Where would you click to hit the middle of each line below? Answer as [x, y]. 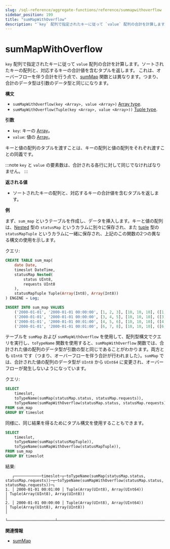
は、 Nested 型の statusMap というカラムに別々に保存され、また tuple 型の [82, 227]
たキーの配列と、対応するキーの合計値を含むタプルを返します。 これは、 [81, 70]
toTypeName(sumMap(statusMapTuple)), [54, 442]
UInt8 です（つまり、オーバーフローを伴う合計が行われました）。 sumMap [84, 356]
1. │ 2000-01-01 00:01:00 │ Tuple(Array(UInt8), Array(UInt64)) [74, 489]
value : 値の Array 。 [33, 137]
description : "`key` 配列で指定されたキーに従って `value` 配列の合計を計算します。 [87, 24]
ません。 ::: [17, 171]
